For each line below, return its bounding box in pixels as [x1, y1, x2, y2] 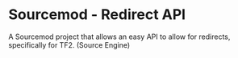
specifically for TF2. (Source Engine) [8, 40, 131, 49]
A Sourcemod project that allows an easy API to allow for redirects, [8, 32, 231, 41]
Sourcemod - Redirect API [8, 6, 186, 24]
